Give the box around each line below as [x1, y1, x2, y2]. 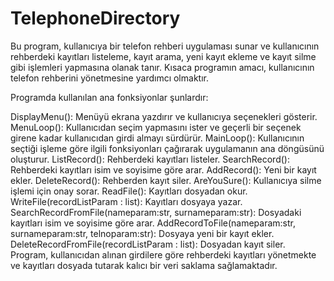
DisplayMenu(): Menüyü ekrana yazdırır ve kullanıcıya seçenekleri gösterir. [10, 110, 318, 122]
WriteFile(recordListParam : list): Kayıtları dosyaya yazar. [10, 195, 243, 207]
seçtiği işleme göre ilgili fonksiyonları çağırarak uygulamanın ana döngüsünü [10, 142, 325, 154]
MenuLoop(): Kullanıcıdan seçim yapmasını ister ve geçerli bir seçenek [10, 121, 302, 133]
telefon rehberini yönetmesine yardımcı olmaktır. [10, 72, 209, 84]
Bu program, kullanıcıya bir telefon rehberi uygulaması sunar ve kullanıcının [10, 40, 320, 52]
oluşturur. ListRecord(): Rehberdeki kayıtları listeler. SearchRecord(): [10, 153, 290, 165]
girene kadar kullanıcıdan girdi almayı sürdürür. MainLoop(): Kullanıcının [10, 132, 305, 144]
